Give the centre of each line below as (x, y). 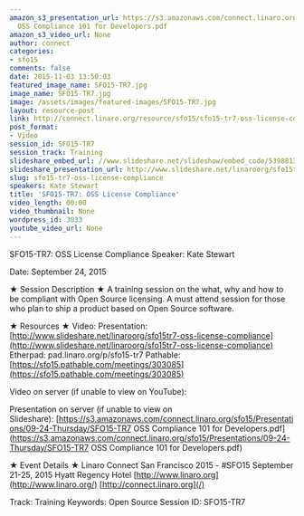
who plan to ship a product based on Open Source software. (122, 308)
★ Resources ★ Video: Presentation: (78, 326)
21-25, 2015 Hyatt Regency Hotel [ (73, 474)
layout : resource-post (52, 110)
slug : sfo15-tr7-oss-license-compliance (87, 177)
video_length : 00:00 (48, 203)
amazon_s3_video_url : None (60, 34)
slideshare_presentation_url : (66, 169)
